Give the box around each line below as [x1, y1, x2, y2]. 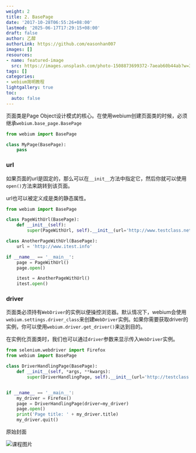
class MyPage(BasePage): [6, 141, 66, 148]
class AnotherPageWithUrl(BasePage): [6, 238, 98, 244]
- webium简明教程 [6, 79, 45, 85]
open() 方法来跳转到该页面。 [6, 182, 73, 189]
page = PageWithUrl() [16, 259, 69, 266]
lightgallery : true [6, 85, 54, 90]
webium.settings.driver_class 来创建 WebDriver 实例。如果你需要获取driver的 [6, 316, 188, 323]
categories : [6, 74, 35, 79]
